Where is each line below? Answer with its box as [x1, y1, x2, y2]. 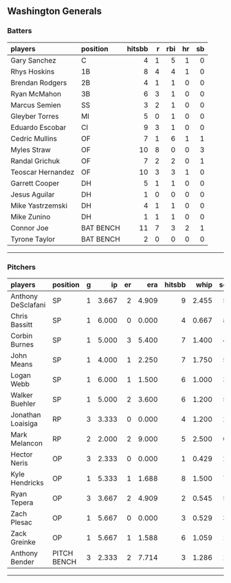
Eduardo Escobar [10, 122, 67, 132]
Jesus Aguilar [10, 189, 55, 199]
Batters [7, 26, 32, 36]
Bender [10, 557, 34, 566]
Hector [10, 450, 33, 459]
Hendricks [10, 478, 44, 487]
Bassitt [10, 320, 33, 329]
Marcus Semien [10, 100, 61, 109]
